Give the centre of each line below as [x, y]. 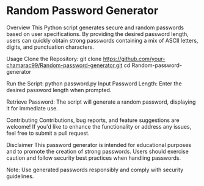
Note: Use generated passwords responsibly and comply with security [95, 170]
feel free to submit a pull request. [48, 133]
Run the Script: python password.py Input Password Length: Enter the [94, 84]
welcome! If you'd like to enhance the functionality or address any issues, [99, 126]
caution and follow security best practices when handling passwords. [94, 158]
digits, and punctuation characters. [50, 47]
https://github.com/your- [134, 59]
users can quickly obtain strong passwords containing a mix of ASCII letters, [102, 40]
